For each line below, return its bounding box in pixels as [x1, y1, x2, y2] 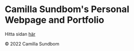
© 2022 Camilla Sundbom [5, 40, 60, 46]
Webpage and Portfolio [5, 14, 104, 26]
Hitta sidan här [5, 31, 36, 37]
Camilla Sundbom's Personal [5, 4, 129, 15]
